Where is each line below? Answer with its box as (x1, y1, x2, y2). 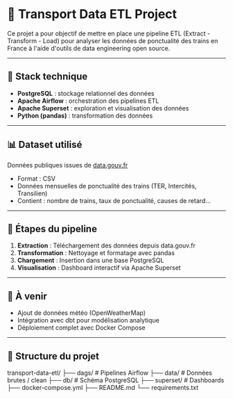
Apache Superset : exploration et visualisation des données (17, 104, 189, 112)
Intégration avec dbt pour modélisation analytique (17, 316, 159, 325)
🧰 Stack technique (7, 71, 88, 83)
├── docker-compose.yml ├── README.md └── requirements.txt (7, 384, 199, 391)
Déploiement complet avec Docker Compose (17, 323, 146, 332)
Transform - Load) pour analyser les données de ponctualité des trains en (7, 36, 218, 44)
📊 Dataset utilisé (7, 139, 83, 151)
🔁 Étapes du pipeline (7, 222, 97, 235)
